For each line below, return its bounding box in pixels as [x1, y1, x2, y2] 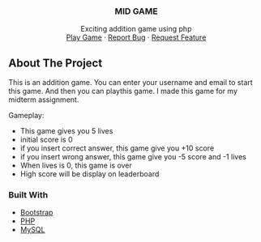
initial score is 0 [19, 135, 73, 145]
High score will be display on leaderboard [19, 169, 160, 179]
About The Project [8, 56, 103, 70]
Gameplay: [8, 111, 45, 121]
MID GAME [114, 6, 158, 17]
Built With [8, 189, 49, 201]
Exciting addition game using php [80, 24, 192, 34]
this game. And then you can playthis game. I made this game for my [8, 87, 237, 96]
